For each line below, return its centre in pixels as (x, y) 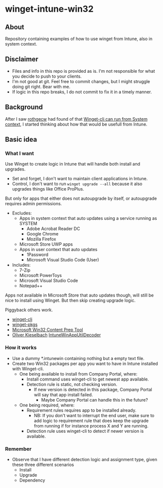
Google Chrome (43, 234)
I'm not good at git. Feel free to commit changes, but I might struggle (81, 81)
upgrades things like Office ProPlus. (48, 189)
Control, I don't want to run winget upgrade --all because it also (77, 184)
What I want (19, 153)
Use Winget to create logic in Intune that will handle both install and (72, 164)
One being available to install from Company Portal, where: (78, 374)
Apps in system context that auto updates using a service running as (88, 218)
